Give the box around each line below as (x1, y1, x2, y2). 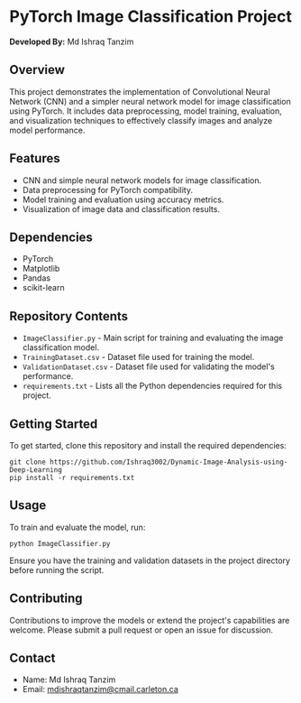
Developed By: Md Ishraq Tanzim (9, 36, 134, 47)
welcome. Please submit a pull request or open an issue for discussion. (9, 624, 273, 635)
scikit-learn (22, 282, 65, 293)
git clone (9, 458, 47, 467)
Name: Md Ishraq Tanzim (22, 674, 116, 685)
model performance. (9, 125, 86, 135)
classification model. (22, 342, 100, 353)
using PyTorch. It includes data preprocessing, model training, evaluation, (9, 106, 282, 116)
